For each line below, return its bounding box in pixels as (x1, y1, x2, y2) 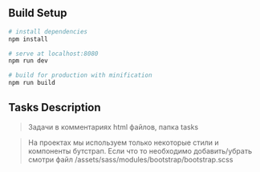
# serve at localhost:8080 (8, 50, 99, 58)
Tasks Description (8, 101, 102, 114)
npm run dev (8, 57, 48, 65)
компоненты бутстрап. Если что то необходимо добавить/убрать (27, 146, 253, 155)
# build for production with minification (8, 71, 152, 79)
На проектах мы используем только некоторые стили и (27, 138, 219, 147)
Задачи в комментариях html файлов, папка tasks (27, 122, 199, 131)
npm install (8, 35, 48, 43)
